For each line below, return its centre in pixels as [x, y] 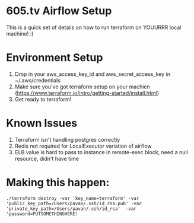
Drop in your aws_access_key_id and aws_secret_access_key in [93, 74]
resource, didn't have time [47, 158]
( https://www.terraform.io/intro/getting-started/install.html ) [87, 93]
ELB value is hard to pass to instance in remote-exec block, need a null [101, 152]
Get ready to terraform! [43, 99]
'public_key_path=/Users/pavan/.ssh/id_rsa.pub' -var [74, 203]
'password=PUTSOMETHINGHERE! [42, 214]
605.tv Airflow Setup [59, 11]
